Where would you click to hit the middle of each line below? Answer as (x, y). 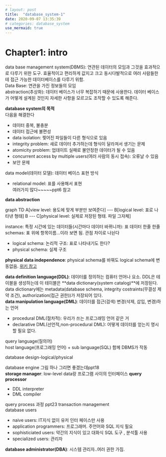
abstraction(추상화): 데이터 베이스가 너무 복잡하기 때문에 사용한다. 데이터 (76, 92)
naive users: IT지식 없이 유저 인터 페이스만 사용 (58, 420)
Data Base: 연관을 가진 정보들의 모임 (41, 86)
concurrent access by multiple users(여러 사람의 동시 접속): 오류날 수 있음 (85, 156)
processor (16, 379)
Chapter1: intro (36, 53)
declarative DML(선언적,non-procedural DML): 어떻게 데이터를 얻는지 (81, 325)
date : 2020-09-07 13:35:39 (33, 19)
